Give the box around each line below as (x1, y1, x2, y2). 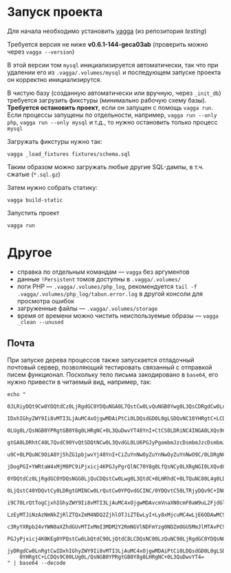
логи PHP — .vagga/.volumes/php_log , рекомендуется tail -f (16, 282, 197, 290)
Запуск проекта (7, 4, 103, 20)
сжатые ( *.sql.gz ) (7, 170, 60, 178)
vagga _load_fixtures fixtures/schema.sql (7, 151, 131, 158)
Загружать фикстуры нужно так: (7, 137, 103, 145)
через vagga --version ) (7, 47, 75, 56)
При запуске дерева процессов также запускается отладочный (7, 356, 195, 364)
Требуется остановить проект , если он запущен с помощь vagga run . (7, 103, 213, 111)
